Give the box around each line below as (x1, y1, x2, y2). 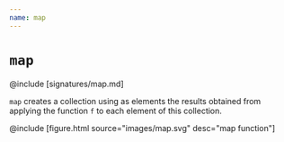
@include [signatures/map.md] (9, 78, 124, 89)
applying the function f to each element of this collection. (9, 105, 223, 116)
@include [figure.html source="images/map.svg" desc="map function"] (9, 122, 276, 133)
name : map (9, 13, 47, 22)
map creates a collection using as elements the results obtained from (9, 95, 262, 106)
